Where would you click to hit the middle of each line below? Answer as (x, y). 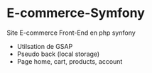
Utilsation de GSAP (45, 46)
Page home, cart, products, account (70, 61)
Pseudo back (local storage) (58, 54)
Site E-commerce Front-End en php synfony (71, 33)
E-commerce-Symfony (76, 13)
